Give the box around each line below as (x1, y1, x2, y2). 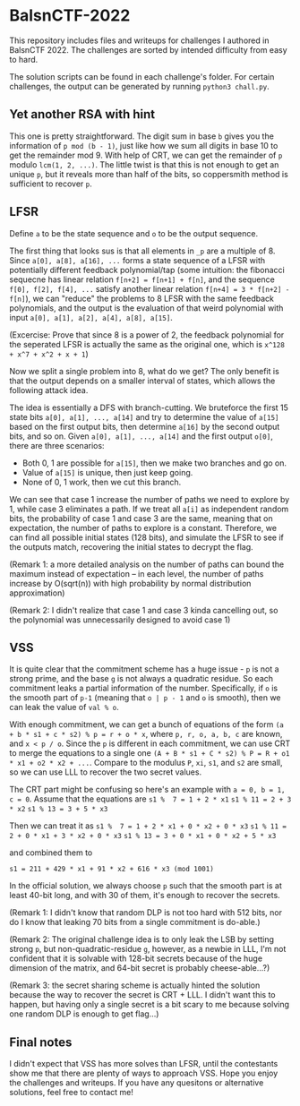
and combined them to (9, 847, 93, 858)
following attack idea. (9, 384, 89, 395)
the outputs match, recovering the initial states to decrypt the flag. (9, 541, 253, 552)
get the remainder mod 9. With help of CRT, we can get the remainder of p (9, 150, 283, 160)
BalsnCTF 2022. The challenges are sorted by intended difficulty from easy (9, 44, 288, 55)
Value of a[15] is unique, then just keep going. (21, 467, 193, 477)
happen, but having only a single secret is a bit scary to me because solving (9, 999, 289, 1010)
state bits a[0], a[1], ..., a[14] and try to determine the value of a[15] (9, 411, 279, 422)
